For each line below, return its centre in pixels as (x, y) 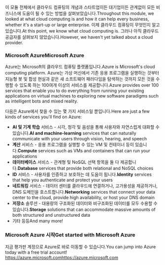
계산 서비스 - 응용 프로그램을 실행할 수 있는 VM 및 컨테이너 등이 (73, 145)
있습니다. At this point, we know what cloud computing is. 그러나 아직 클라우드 (82, 31)
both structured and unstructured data (51, 215)
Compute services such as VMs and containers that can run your (84, 151)
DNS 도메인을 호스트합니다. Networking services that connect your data (84, 192)
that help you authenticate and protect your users (63, 180)
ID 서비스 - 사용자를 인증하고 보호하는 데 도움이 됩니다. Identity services (82, 174)
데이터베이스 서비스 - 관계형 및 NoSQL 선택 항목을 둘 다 (66, 162)
